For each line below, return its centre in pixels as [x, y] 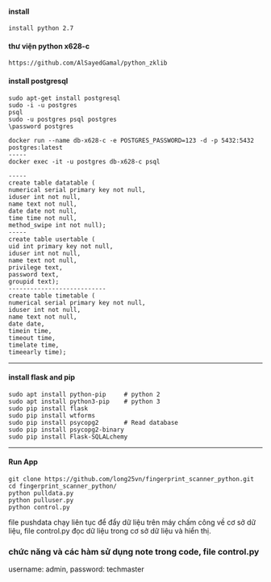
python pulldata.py [41, 493]
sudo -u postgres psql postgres [63, 119]
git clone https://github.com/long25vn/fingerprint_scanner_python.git [131, 480]
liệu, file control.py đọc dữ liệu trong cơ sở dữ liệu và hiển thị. [110, 531]
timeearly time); [38, 352]
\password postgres [41, 126]
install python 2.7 [41, 28]
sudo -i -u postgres [43, 105]
